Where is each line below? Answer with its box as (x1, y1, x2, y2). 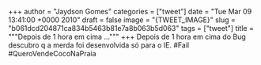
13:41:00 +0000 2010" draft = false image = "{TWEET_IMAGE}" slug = (8, 15, 236, 25)
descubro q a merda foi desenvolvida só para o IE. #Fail (8, 40, 190, 50)
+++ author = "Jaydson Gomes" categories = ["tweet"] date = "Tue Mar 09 (8, 7, 252, 16)
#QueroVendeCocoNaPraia (8, 49, 96, 58)
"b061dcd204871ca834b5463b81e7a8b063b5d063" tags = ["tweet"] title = (8, 24, 255, 32)
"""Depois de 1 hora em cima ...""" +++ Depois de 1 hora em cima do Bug (8, 32, 247, 41)
